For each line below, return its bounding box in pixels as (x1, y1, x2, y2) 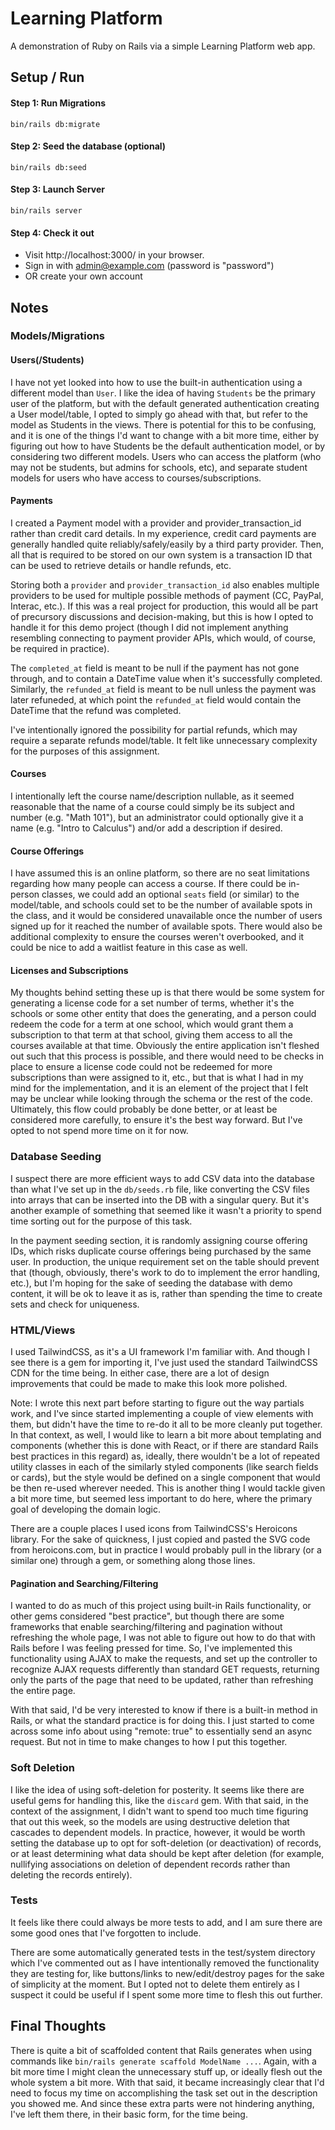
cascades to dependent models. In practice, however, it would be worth (10, 1826, 306, 1838)
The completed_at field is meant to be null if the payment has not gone (10, 662, 300, 674)
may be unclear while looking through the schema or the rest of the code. (10, 1093, 313, 1105)
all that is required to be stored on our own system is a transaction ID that (10, 548, 313, 561)
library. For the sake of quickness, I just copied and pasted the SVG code (10, 1533, 311, 1546)
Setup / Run (10, 69, 85, 86)
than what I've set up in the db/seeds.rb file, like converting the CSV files (10, 1183, 310, 1195)
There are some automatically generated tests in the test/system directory (10, 1946, 316, 1958)
